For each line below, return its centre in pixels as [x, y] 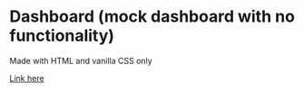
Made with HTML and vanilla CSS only [81, 60]
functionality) [62, 36]
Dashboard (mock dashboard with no [152, 17]
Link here [27, 78]
